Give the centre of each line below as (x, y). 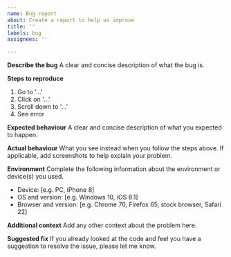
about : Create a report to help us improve (71, 20)
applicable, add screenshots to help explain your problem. (90, 156)
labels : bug (24, 33)
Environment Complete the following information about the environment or (114, 169)
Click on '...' (34, 99)
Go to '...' (30, 92)
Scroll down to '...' (43, 107)
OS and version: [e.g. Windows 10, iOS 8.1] (77, 197)
